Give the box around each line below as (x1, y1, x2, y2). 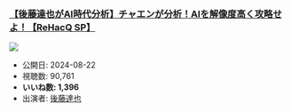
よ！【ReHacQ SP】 (9, 20, 96, 33)
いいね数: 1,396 (21, 82, 80, 92)
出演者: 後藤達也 (21, 93, 82, 104)
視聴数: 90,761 (21, 71, 75, 82)
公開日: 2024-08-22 (21, 60, 96, 70)
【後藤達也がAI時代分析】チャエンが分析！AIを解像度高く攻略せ (9, 7, 282, 20)
